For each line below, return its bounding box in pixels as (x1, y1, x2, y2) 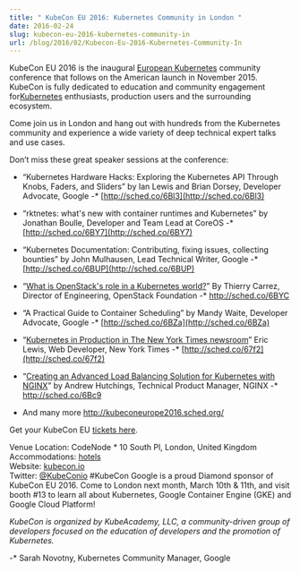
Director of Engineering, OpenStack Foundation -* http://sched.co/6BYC (21, 290, 289, 301)
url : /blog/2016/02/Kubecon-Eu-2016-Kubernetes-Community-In (9, 38, 243, 47)
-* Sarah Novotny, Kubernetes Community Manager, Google (9, 552, 231, 564)
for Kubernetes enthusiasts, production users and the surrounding (9, 91, 252, 102)
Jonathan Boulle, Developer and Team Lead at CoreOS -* (21, 218, 235, 228)
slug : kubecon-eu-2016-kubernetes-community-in (9, 30, 191, 38)
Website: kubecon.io (9, 461, 85, 472)
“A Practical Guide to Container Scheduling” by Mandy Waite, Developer (21, 308, 288, 319)
